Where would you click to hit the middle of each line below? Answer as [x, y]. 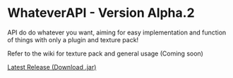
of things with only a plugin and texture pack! [73, 39]
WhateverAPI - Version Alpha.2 [101, 13]
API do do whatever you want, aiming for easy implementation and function [117, 32]
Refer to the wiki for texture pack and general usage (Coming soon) [105, 53]
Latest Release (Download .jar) [52, 67]
